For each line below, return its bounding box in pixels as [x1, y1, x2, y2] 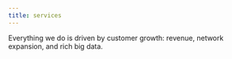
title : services [8, 11, 62, 20]
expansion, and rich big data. [8, 41, 103, 51]
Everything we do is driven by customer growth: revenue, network [8, 33, 224, 42]
